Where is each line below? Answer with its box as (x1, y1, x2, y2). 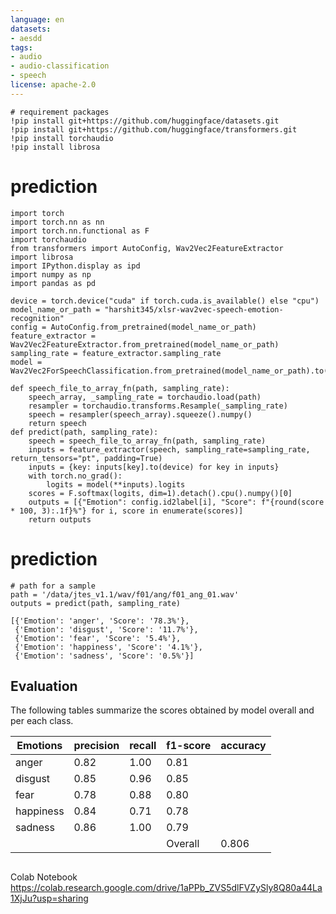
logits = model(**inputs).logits (46, 479, 186, 490)
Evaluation (10, 678, 78, 695)
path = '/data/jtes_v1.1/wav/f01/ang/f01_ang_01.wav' (10, 589, 240, 600)
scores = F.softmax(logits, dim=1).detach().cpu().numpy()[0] (28, 488, 293, 498)
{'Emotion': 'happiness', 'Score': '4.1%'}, (14, 642, 203, 652)
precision (73, 739, 120, 753)
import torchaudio (10, 234, 87, 245)
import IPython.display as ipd (10, 261, 141, 271)
